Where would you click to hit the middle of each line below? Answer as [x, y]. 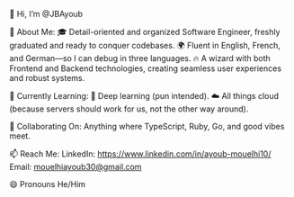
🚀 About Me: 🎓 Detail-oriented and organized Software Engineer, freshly [145, 32]
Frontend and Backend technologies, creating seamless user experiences [145, 68]
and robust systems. [47, 78]
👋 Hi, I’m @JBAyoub [46, 14]
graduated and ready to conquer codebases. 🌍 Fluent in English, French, [145, 45]
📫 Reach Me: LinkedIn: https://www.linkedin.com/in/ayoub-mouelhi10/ [140, 154]
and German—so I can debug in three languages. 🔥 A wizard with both [140, 58]
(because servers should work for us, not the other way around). [129, 109]
